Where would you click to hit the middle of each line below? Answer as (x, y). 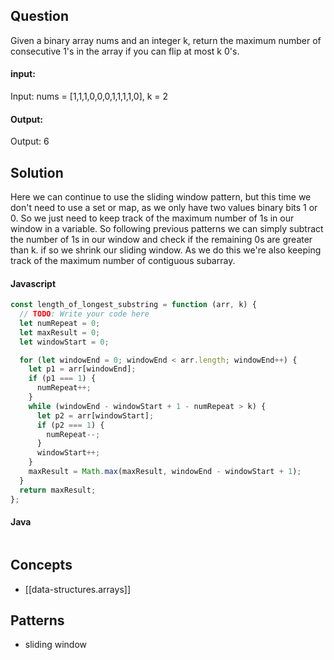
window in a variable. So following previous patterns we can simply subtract (167, 229)
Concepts (41, 565)
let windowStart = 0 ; (64, 342)
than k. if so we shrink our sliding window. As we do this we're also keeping (166, 250)
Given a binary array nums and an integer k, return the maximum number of (166, 40)
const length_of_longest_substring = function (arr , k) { (133, 305)
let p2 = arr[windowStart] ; (95, 415)
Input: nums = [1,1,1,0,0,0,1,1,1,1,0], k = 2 (89, 96)
